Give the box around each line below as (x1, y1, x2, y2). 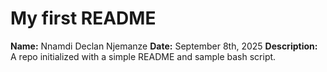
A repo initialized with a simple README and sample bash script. (10, 50, 277, 62)
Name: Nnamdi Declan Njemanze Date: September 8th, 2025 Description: (10, 40, 318, 52)
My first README (10, 7, 157, 30)
